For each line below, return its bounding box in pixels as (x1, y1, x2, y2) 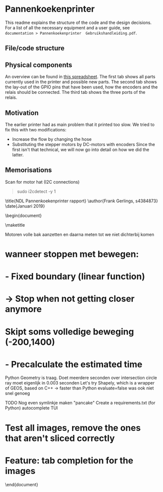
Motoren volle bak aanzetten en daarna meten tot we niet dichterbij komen (5, 231, 154, 237)
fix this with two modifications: (5, 127, 67, 132)
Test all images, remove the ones (5, 422, 141, 433)
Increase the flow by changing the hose (12, 136, 92, 142)
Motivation (5, 108, 39, 117)
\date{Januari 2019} (5, 203, 45, 209)
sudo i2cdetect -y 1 (17, 188, 56, 194)
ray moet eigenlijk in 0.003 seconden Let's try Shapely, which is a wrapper (5, 380, 155, 386)
